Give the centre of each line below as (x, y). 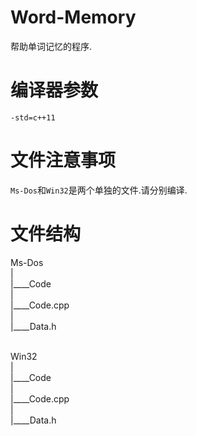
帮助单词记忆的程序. (51, 46)
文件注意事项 (63, 160)
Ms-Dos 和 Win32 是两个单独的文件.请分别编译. (99, 190)
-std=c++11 (33, 117)
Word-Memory (73, 17)
